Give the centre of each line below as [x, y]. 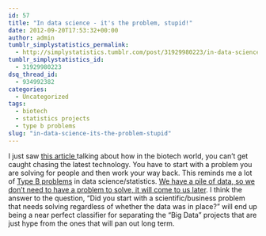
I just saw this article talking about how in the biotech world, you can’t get [128, 156]
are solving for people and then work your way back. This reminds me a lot [130, 173]
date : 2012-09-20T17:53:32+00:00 [63, 30]
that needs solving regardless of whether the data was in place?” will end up [133, 206]
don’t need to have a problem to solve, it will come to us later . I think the [125, 189]
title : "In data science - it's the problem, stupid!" [101, 23]
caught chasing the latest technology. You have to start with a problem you [130, 164]
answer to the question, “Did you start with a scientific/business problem [127, 198]
